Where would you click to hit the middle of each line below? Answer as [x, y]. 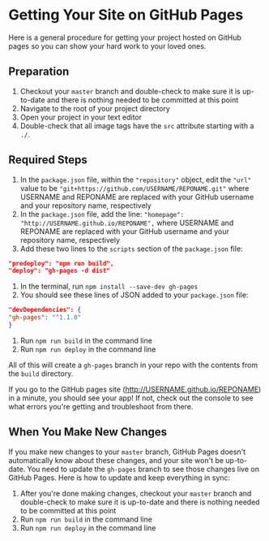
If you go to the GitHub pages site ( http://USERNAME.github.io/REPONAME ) [135, 389]
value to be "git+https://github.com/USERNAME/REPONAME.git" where [134, 188]
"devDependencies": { [45, 310]
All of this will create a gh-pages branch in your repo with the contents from [133, 365]
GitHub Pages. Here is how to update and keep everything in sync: [120, 478]
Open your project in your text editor [81, 117]
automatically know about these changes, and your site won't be [116, 460]
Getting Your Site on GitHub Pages [126, 15]
